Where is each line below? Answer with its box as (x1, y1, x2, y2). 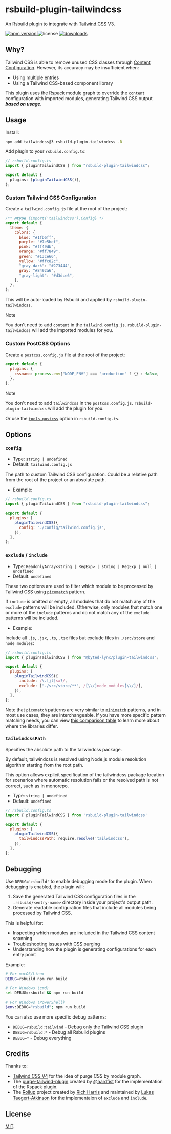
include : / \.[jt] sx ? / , (18, 678, 68, 683)
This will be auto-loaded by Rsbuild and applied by (5, 297, 112, 303)
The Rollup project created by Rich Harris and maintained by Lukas (12, 1089, 154, 1096)
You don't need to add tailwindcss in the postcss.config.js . (5, 400, 133, 406)
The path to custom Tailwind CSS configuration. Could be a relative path (5, 471, 158, 478)
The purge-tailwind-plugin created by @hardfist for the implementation (12, 1079, 163, 1085)
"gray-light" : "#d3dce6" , (18, 273, 74, 278)
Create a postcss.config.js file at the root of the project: (5, 351, 125, 358)
